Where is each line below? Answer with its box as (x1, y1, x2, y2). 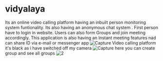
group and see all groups (5, 50, 55, 56)
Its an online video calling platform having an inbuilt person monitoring (5, 19, 146, 25)
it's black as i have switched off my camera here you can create (5, 45, 155, 51)
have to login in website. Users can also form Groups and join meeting (5, 30, 146, 35)
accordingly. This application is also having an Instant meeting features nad (5, 35, 157, 41)
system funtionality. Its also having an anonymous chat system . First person (5, 24, 159, 30)
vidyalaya (5, 3, 45, 15)
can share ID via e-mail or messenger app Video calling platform (5, 40, 157, 46)
